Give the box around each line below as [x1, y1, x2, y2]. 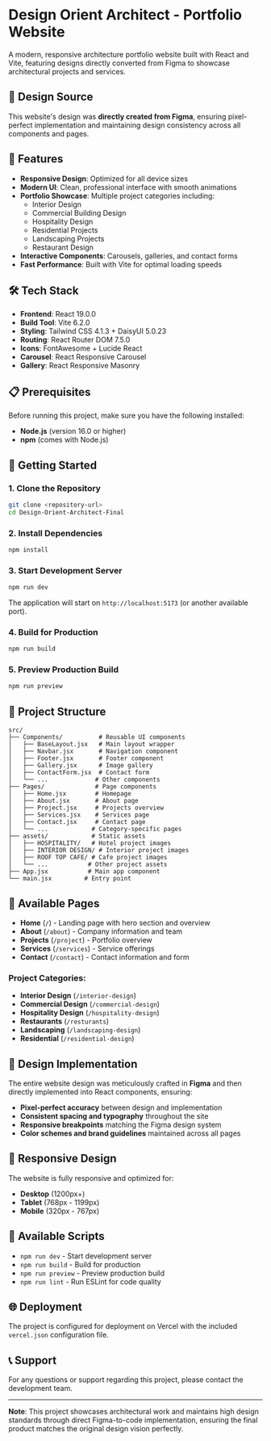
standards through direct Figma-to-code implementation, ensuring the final [8, 1415, 258, 1425]
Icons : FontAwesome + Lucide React [19, 343, 143, 353]
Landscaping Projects [31, 233, 105, 243]
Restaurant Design [31, 242, 94, 252]
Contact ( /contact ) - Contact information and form [19, 952, 190, 962]
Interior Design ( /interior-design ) [19, 991, 137, 1001]
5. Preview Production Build [8, 664, 119, 675]
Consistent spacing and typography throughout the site [19, 1111, 209, 1121]
